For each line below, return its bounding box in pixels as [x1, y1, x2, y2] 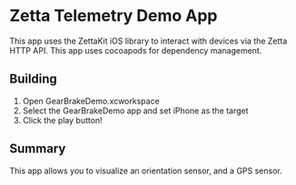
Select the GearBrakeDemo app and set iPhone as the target [22, 105, 249, 116]
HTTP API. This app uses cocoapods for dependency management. [9, 44, 262, 55]
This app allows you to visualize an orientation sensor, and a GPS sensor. [9, 165, 283, 176]
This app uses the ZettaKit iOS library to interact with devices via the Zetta [9, 35, 288, 46]
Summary [9, 141, 66, 157]
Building [9, 72, 57, 87]
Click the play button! [22, 114, 103, 125]
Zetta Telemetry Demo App [9, 5, 218, 26]
